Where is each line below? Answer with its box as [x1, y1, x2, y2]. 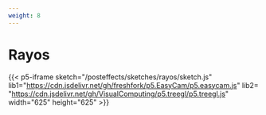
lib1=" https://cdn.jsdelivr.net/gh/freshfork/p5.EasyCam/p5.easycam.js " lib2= [8, 80, 259, 90]
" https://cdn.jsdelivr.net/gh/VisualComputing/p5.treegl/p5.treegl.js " [8, 89, 229, 98]
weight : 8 [8, 11, 41, 20]
